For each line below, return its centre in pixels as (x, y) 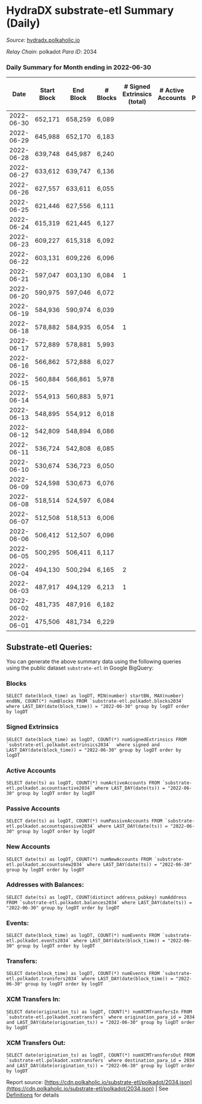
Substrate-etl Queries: (49, 647)
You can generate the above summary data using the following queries (94, 662)
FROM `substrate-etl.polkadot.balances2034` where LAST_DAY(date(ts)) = (99, 902)
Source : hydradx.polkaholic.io (43, 40)
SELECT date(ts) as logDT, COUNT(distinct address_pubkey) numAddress (96, 897)
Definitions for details (33, 1095)
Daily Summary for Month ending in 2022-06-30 (79, 67)
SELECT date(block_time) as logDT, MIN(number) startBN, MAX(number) (95, 696)
